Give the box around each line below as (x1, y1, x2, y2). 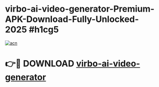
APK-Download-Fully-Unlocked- (5, 14, 139, 25)
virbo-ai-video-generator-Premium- (5, 3, 155, 15)
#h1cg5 (29, 24, 59, 35)
